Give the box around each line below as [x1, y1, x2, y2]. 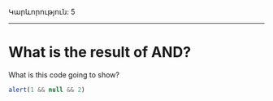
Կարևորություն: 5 [8, 7, 76, 16]
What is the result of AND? [8, 43, 192, 62]
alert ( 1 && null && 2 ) [8, 86, 85, 94]
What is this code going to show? [8, 69, 120, 80]
